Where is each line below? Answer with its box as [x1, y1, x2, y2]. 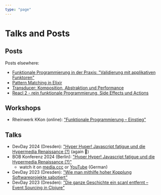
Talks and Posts [5, 28, 70, 39]
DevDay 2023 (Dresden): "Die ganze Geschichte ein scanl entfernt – [12, 180, 149, 185]
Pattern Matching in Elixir [12, 79, 62, 85]
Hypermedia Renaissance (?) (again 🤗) [12, 149, 89, 155]
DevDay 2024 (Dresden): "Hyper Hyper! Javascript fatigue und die [12, 144, 145, 150]
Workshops [5, 104, 41, 112]
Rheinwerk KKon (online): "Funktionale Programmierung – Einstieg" [12, 117, 146, 122]
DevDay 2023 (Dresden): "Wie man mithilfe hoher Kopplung [12, 169, 132, 175]
